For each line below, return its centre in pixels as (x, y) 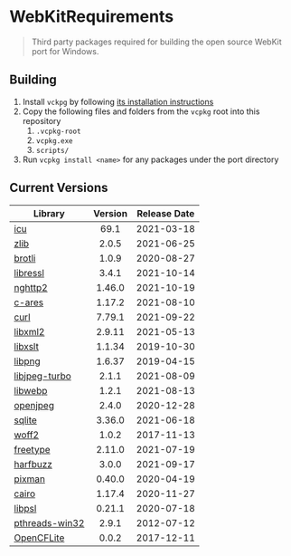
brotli (25, 258)
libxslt (26, 346)
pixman (29, 479)
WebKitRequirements (92, 17)
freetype (32, 449)
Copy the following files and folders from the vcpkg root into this (141, 111)
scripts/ (52, 150)
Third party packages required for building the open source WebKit (156, 42)
